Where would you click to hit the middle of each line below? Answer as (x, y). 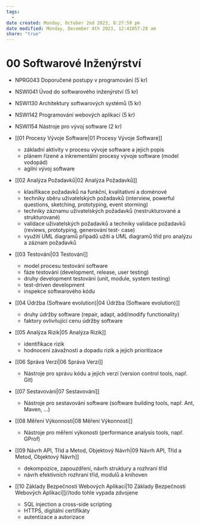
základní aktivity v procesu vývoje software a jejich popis (94, 149)
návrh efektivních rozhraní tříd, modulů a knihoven (86, 475)
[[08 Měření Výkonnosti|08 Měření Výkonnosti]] (74, 421)
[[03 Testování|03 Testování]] (51, 254)
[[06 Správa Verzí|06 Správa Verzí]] (59, 362)
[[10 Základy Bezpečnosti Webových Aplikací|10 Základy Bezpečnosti (100, 486)
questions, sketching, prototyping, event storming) (86, 204)
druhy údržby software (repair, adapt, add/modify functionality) (101, 315)
